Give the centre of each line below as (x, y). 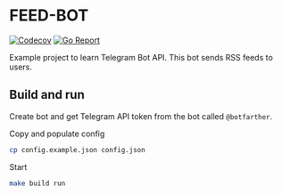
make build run (37, 183)
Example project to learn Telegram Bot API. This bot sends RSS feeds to (141, 57)
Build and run (47, 95)
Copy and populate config (57, 134)
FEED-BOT (49, 16)
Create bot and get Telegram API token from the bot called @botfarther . (141, 116)
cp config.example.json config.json (77, 150)
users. (21, 67)
